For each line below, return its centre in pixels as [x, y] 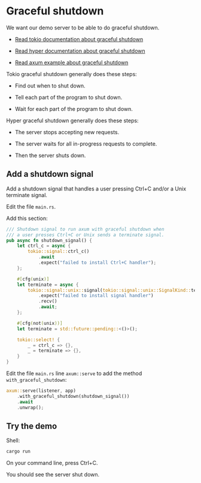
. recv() [48, 301]
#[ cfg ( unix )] [33, 279]
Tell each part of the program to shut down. [68, 97]
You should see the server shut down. [53, 475]
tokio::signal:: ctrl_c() [59, 252]
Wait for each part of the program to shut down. [74, 108]
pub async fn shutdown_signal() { [49, 240]
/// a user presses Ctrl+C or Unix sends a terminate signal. [85, 235]
